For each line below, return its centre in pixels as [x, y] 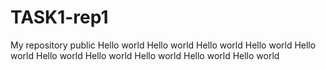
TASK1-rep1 [59, 17]
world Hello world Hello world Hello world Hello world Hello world [145, 55]
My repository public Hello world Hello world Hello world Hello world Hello [163, 45]
